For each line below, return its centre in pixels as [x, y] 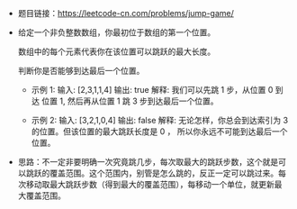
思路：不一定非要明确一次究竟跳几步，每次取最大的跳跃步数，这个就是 [148, 162]
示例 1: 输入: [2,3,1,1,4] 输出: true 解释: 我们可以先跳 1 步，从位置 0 [152, 90]
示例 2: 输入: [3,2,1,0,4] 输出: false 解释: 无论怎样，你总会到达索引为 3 [160, 120]
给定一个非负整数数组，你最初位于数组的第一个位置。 [117, 32]
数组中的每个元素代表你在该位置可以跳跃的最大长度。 [117, 51]
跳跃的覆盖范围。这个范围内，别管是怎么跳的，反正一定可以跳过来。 [152, 173]
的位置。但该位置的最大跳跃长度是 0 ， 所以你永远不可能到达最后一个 [159, 132]
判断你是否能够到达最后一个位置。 [81, 71]
